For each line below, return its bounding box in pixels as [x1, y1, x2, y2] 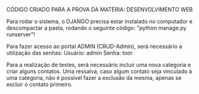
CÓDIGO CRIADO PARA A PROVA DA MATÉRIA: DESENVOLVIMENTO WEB [6, 6, 193, 13]
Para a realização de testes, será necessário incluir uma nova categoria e [6, 61, 191, 68]
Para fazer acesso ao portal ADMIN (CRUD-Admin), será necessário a [6, 43, 182, 50]
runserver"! [6, 31, 36, 38]
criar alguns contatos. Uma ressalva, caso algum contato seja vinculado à [6, 68, 192, 75]
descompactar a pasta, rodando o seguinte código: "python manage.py [6, 25, 187, 31]
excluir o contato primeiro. [6, 80, 73, 88]
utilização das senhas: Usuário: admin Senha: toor [6, 49, 133, 57]
